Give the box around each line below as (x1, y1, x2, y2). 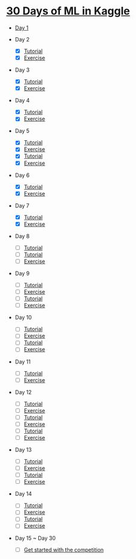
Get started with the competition (23, 546, 104, 553)
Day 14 (14, 490, 32, 498)
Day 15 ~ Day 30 (14, 534, 56, 542)
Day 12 (14, 388, 32, 395)
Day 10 (14, 314, 32, 321)
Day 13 (14, 446, 32, 453)
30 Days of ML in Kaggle (6, 4, 130, 18)
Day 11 (14, 358, 31, 365)
